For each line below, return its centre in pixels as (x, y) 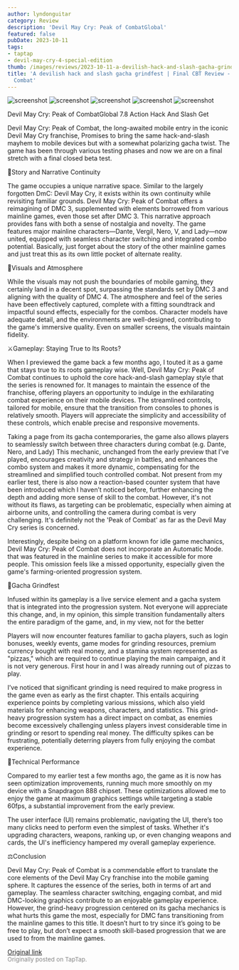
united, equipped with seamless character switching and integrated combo (117, 239)
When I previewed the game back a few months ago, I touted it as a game (115, 362)
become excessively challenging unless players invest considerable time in (117, 726)
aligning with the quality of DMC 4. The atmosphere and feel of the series (115, 297)
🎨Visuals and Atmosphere (45, 268)
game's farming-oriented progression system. (75, 572)
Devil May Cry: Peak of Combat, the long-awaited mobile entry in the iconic (118, 128)
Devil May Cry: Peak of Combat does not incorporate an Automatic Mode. (115, 549)
